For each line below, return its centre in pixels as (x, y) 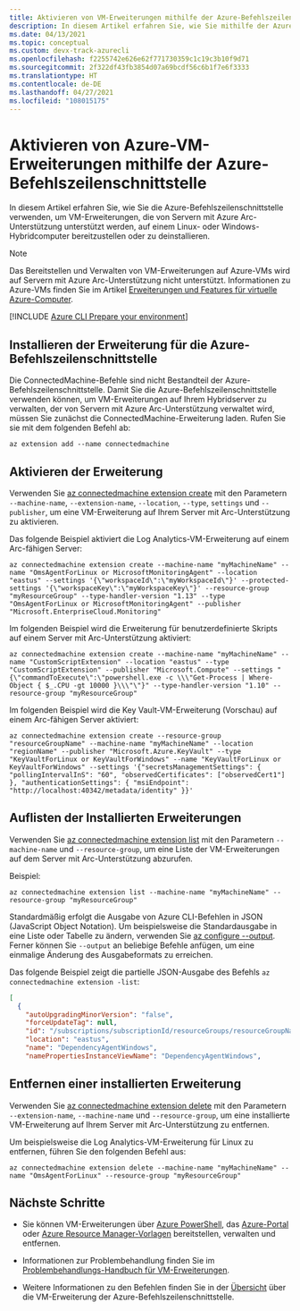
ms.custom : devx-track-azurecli (69, 51)
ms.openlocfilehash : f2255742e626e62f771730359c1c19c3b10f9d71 (129, 59)
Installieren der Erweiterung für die (108, 345)
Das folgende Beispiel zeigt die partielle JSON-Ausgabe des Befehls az (140, 972)
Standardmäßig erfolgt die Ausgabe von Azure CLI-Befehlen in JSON (136, 917)
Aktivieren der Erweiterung (86, 472)
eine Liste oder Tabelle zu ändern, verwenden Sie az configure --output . (142, 935)
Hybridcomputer (39, 236)
